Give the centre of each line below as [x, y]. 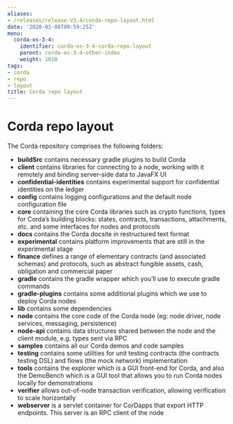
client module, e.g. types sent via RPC [72, 338]
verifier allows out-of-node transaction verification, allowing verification [121, 390]
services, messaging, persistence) [67, 324]
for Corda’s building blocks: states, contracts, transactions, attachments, [122, 219]
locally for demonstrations [55, 383]
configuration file [42, 205]
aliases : [20, 14]
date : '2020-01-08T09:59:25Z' [51, 27]
